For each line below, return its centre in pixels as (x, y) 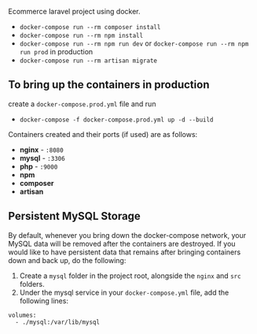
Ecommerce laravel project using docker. (74, 11)
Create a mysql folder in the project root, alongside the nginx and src (130, 276)
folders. (32, 284)
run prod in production (56, 52)
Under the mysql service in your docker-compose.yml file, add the (124, 292)
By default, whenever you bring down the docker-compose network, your (127, 235)
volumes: (22, 315)
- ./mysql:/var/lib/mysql (58, 322)
